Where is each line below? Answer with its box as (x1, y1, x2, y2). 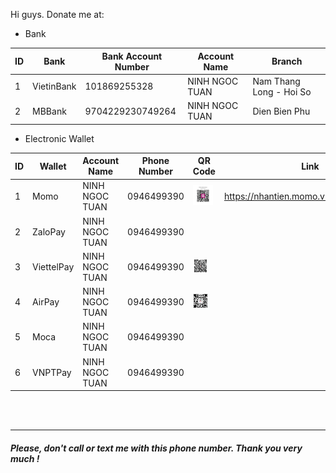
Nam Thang (252, 75, 301, 87)
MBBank (32, 105, 67, 117)
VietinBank (32, 80, 77, 93)
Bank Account (101, 50, 163, 62)
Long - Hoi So (252, 85, 312, 98)
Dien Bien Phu (252, 105, 311, 117)
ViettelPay (32, 260, 75, 273)
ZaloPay (32, 225, 66, 238)
